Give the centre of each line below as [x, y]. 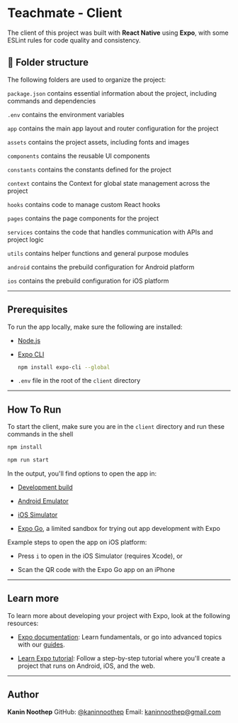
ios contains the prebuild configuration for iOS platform [88, 281]
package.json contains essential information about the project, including [112, 93]
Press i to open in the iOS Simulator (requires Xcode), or [100, 556]
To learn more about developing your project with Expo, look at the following [119, 615]
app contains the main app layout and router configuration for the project [113, 128]
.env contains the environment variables [66, 114]
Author [23, 695]
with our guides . [41, 644]
